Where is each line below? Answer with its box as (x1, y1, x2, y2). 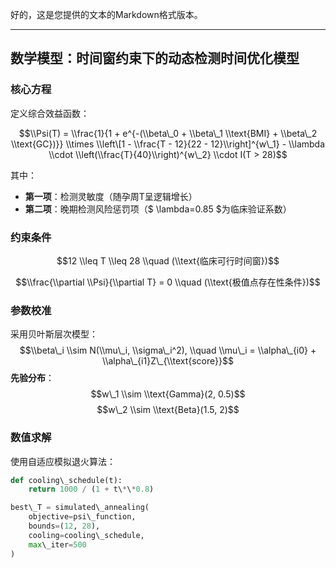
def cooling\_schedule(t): (10, 475, 123, 485)
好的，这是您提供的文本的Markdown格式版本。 (10, 9, 203, 20)
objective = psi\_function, (28, 512, 137, 522)
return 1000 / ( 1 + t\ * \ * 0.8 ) (28, 484, 155, 495)
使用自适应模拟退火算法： (10, 455, 116, 467)
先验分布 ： (10, 372, 55, 384)
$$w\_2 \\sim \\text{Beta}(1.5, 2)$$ (96, 404, 240, 416)
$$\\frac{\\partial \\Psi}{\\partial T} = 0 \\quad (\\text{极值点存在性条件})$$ (15, 276, 321, 288)
